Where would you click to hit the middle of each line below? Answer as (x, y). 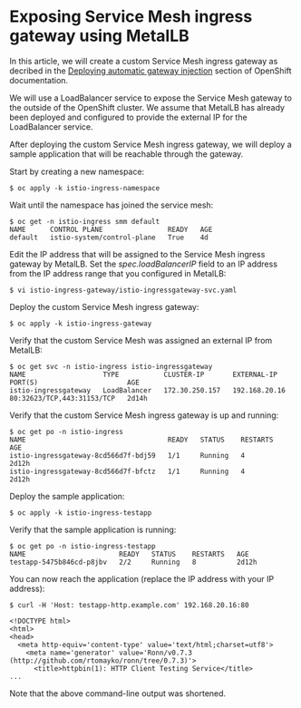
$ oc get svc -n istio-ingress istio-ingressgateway (111, 366)
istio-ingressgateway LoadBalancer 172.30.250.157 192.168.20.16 (147, 390)
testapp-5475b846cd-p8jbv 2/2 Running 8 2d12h (133, 562)
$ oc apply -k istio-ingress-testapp (81, 513)
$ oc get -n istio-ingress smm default (85, 221)
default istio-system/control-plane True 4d (109, 238)
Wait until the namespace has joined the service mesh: (112, 205)
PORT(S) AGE (75, 383)
